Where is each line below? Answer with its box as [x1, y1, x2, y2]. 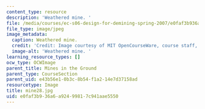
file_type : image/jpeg [6, 25, 64, 32]
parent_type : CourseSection [6, 71, 78, 77]
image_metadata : [6, 31, 48, 38]
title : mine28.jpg [6, 88, 53, 94]
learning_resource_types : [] [6, 54, 81, 60]
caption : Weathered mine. [12, 37, 78, 43]
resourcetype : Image [6, 82, 59, 88]
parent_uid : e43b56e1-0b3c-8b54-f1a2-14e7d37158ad [6, 76, 138, 82]
